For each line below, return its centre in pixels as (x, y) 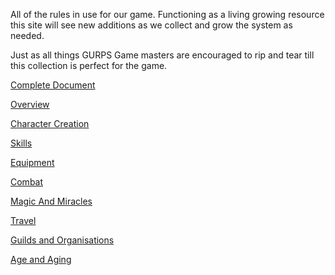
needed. (27, 35)
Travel (23, 220)
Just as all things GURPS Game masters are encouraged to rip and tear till (162, 55)
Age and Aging (41, 259)
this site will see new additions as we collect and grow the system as (151, 25)
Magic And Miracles (51, 201)
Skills (21, 143)
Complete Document (53, 85)
